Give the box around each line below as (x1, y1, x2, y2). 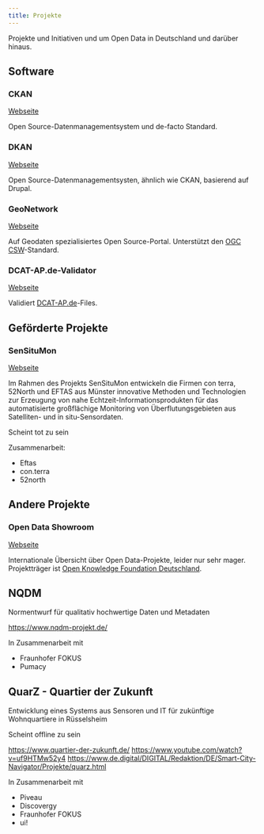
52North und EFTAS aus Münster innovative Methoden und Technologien (8, 386, 247, 396)
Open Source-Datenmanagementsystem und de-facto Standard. (8, 122, 218, 132)
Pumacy (19, 662, 47, 671)
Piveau (19, 793, 43, 802)
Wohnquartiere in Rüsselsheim (8, 714, 108, 724)
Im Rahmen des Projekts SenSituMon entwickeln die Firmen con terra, (8, 378, 236, 388)
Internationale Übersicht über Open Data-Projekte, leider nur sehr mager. (8, 555, 247, 564)
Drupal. (8, 183, 32, 193)
